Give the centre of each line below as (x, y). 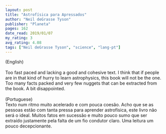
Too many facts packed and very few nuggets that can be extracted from (81, 83)
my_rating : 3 (19, 38)
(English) (14, 61)
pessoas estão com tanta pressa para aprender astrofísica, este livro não (81, 110)
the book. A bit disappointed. (35, 88)
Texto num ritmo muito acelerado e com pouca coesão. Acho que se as (79, 104)
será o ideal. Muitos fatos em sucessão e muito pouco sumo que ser (76, 115)
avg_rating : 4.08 (23, 43)
